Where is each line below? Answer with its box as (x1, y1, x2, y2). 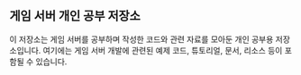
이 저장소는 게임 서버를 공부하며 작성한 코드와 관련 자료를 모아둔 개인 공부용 (9, 34, 274, 45)
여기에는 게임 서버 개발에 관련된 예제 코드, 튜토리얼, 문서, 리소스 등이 (42, 45, 283, 55)
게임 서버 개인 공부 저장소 (9, 8, 141, 24)
